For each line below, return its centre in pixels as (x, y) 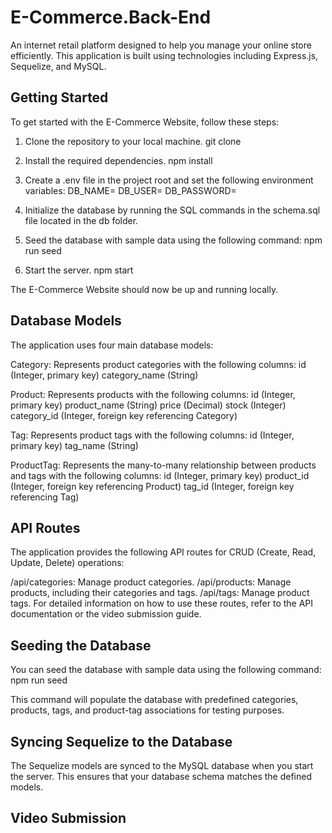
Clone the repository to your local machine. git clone (133, 141)
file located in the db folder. (81, 220)
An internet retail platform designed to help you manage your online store (161, 45)
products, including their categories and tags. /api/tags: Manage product (160, 593)
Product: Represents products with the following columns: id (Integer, (153, 394)
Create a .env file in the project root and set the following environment (169, 180)
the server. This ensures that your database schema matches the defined (161, 776)
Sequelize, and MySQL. (58, 66)
